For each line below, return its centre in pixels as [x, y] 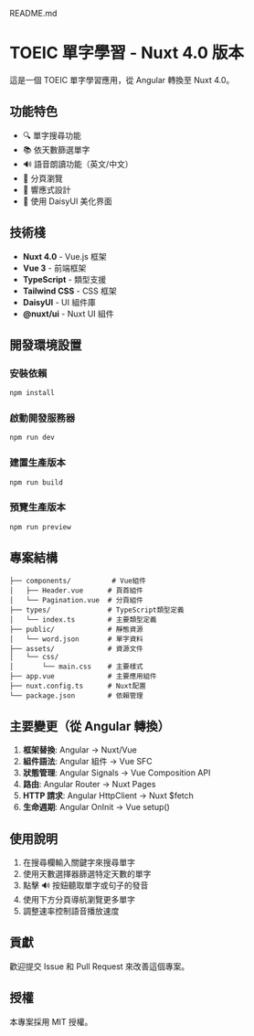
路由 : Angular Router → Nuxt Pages [89, 785]
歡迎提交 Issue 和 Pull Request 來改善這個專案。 [100, 966]
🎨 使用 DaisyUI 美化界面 [67, 201]
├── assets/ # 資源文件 [76, 649]
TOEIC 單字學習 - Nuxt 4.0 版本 [127, 53]
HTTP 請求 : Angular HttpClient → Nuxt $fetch [108, 796]
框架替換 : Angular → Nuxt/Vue [79, 750]
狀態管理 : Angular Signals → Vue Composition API [116, 773]
